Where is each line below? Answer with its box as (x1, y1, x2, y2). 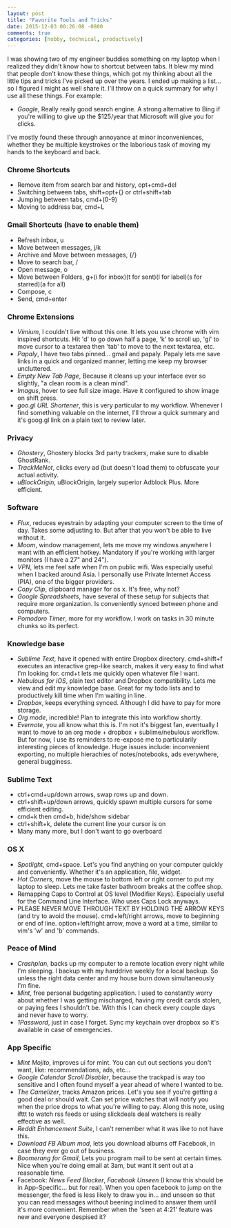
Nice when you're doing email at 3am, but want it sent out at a (17, 1162, 194, 1170)
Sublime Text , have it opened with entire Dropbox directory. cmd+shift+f (17, 654, 223, 663)
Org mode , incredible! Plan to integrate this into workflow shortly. (17, 713, 202, 722)
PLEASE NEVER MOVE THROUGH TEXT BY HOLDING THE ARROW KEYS (17, 904, 225, 913)
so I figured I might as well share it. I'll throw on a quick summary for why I (7, 84, 219, 93)
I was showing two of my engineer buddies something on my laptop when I (7, 55, 221, 63)
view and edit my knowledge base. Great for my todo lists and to (17, 684, 201, 692)
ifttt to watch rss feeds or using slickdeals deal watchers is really (17, 1110, 201, 1118)
